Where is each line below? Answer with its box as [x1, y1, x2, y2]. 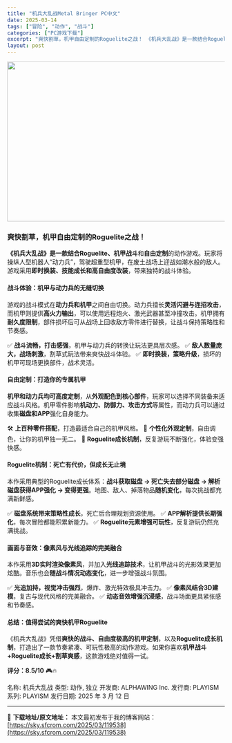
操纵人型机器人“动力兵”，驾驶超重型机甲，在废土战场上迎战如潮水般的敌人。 [7, 258, 224, 266]
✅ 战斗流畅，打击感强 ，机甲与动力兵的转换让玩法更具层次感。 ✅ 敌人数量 [7, 341, 216, 349]
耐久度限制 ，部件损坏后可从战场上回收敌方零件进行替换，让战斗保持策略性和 [7, 317, 225, 326]
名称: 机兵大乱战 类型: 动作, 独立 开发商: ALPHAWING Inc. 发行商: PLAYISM [7, 684, 220, 692]
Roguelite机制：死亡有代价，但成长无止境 [7, 460, 126, 469]
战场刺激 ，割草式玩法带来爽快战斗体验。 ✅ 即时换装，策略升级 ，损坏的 [19, 350, 222, 358]
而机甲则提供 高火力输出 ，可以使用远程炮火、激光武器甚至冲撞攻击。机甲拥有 [7, 309, 225, 317]
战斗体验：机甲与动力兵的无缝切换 [7, 283, 104, 292]
